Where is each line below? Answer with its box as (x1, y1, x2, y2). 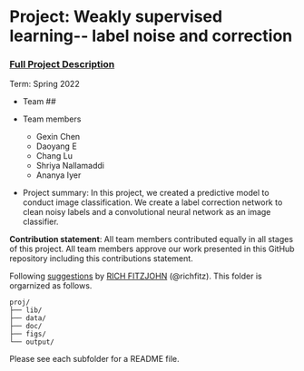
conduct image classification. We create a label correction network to (22, 197, 283, 208)
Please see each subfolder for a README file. (9, 354, 180, 365)
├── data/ (9, 314, 47, 323)
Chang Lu (35, 151, 73, 161)
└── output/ (9, 337, 54, 347)
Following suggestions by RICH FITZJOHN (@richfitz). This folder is (9, 270, 262, 282)
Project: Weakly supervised (9, 6, 223, 27)
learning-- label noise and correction (9, 25, 293, 46)
